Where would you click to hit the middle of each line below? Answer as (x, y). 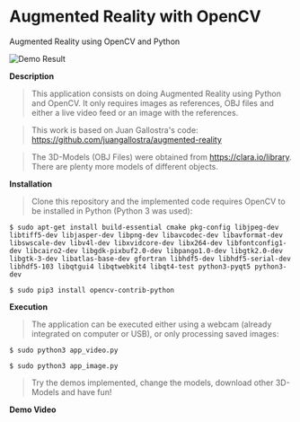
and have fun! (87, 391)
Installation (31, 184)
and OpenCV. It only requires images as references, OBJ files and (152, 103)
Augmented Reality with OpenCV (136, 17)
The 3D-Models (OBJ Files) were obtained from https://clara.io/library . (161, 157)
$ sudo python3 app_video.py (64, 350)
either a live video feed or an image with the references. (135, 112)
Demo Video (33, 409)
